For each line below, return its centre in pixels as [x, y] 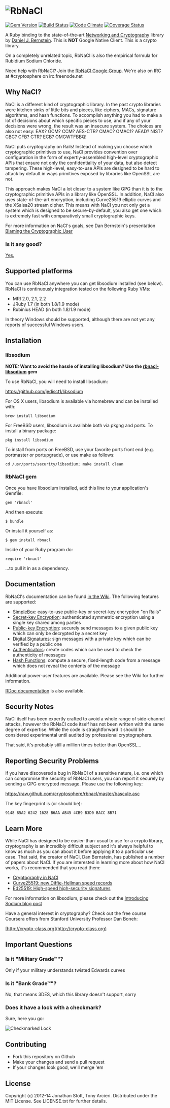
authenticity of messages [39, 655]
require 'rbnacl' [24, 559]
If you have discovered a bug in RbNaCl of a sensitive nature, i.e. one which [84, 773]
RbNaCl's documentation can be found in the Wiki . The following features [82, 596]
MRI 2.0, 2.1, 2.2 [29, 298]
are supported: [21, 602]
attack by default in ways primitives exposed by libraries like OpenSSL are [82, 173]
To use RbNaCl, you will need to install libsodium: [57, 382]
